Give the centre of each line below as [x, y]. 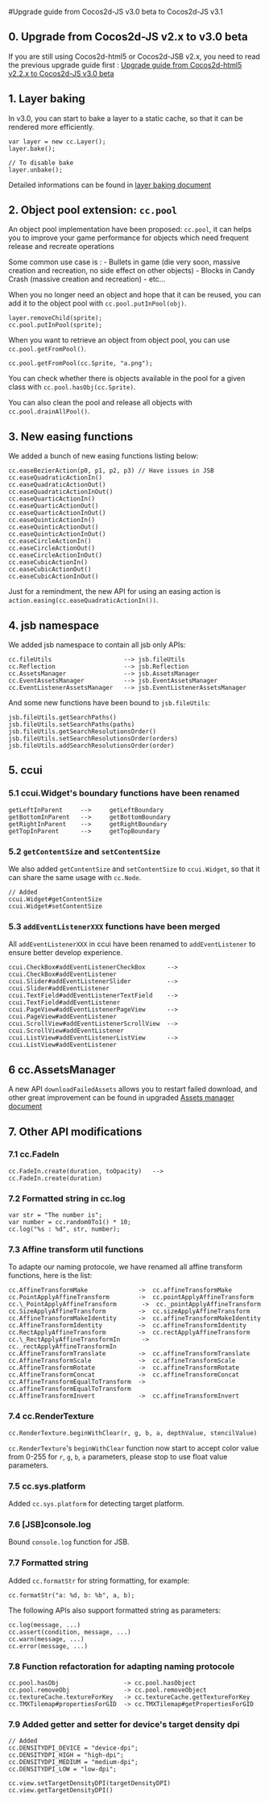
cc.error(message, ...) [48, 1646]
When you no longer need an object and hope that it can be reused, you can [135, 295]
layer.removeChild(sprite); [56, 318]
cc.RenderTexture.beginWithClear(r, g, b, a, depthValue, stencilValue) [133, 1433]
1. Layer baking [47, 99]
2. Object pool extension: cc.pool [93, 210]
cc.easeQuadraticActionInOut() [61, 492]
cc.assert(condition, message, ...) [70, 1632]
